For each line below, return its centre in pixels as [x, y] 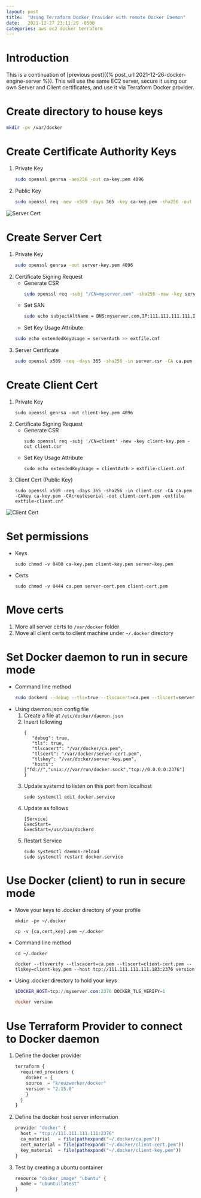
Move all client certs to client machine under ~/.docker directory [94, 633]
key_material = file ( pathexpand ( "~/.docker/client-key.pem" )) [101, 1150]
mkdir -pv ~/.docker [40, 921]
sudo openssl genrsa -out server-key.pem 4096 [74, 265]
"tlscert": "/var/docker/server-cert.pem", [87, 754]
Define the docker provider [48, 1055]
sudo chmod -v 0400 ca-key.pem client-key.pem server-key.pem [94, 564]
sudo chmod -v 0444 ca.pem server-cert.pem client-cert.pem [91, 586]
